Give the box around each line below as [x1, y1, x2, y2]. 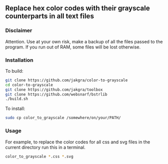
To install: [5, 105, 25, 112]
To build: [5, 68, 24, 74]
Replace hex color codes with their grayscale [5, 4, 150, 13]
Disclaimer [5, 27, 32, 34]
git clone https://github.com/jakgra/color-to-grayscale [5, 78, 128, 83]
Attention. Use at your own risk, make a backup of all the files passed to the [5, 38, 163, 44]
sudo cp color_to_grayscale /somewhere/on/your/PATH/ [5, 116, 121, 121]
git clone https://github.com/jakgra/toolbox [5, 87, 103, 92]
